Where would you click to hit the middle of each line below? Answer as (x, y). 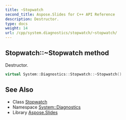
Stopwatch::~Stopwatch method (57, 53)
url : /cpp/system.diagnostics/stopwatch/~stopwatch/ (61, 33)
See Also (19, 90)
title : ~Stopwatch (24, 10)
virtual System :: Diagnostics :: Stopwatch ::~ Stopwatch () (63, 74)
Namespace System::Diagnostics (46, 107)
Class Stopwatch (30, 102)
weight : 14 (16, 28)
